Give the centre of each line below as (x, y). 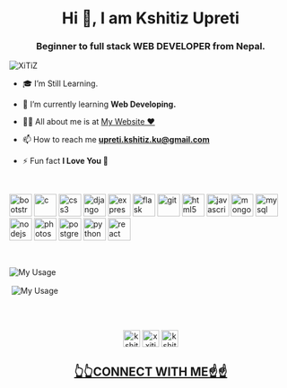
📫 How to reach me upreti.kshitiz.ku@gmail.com (116, 140)
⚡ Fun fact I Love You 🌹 (65, 161)
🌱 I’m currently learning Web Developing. (99, 104)
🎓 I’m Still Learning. (60, 83)
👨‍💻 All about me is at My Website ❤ (88, 122)
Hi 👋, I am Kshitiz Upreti (151, 18)
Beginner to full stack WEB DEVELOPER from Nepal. (151, 47)
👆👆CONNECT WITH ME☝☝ (151, 371)
